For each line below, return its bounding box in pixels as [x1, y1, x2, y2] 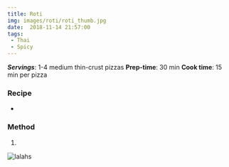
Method [7, 122, 36, 132]
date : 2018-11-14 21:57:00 [7, 23, 91, 31]
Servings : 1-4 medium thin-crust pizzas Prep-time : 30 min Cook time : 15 [7, 63, 223, 71]
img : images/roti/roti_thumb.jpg [7, 17, 107, 24]
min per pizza [7, 70, 48, 79]
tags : [7, 30, 23, 38]
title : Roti [7, 10, 43, 18]
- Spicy [10, 43, 33, 50]
